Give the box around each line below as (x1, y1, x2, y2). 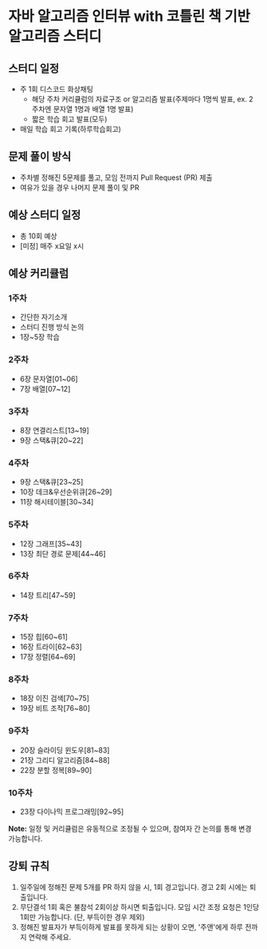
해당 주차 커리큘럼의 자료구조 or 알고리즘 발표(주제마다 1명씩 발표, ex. (31, 94, 247, 104)
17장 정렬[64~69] (19, 652, 76, 662)
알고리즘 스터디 (8, 27, 102, 46)
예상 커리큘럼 (8, 267, 69, 281)
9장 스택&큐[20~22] (19, 435, 84, 445)
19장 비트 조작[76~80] (19, 704, 90, 713)
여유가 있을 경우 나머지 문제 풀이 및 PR (19, 182, 139, 192)
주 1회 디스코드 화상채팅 (19, 85, 94, 94)
